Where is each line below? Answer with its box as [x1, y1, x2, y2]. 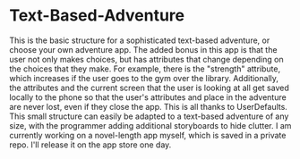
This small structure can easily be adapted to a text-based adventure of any [9, 111, 289, 121]
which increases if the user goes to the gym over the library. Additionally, [9, 72, 279, 83]
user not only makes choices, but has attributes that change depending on [9, 54, 284, 64]
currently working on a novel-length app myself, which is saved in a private [9, 130, 287, 140]
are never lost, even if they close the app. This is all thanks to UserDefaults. [9, 101, 288, 112]
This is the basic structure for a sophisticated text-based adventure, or [9, 35, 270, 46]
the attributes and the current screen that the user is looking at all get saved [9, 82, 289, 93]
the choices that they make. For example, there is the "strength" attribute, [9, 63, 280, 74]
